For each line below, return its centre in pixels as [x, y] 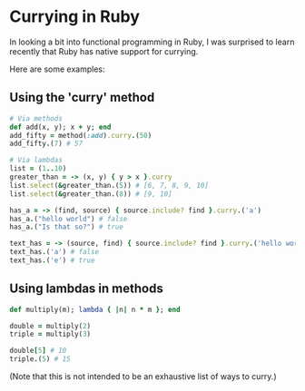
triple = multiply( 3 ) [50, 334]
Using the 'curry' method [82, 98]
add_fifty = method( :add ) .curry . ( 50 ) [81, 135]
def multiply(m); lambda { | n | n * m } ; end [95, 309]
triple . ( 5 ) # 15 [40, 359]
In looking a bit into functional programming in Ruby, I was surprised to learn [152, 42]
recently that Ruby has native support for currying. [104, 51]
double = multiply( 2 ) [50, 326]
